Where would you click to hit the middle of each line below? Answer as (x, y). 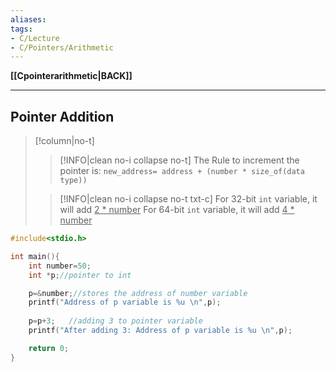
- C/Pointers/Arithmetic (62, 47)
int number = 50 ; (60, 266)
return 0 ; (49, 348)
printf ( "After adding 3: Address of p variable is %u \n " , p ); (160, 331)
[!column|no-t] (64, 141)
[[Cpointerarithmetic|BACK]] (71, 76)
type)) (73, 181)
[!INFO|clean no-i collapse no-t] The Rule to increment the (179, 160)
